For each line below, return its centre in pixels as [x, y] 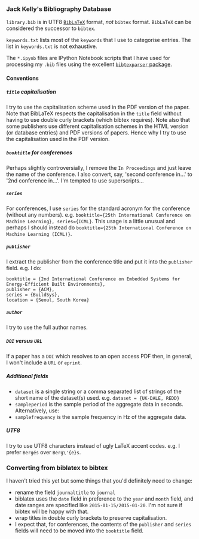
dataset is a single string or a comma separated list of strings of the [98, 391]
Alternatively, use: [37, 411]
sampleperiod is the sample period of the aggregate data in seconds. [99, 404]
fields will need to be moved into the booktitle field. [79, 531]
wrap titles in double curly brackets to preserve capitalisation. [91, 517]
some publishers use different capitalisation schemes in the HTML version [97, 126]
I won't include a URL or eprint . [44, 363]
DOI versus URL [25, 341]
